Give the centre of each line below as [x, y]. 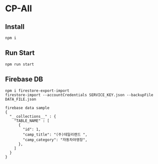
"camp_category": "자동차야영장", [55, 140]
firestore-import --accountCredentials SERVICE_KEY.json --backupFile [79, 95]
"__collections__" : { [33, 116]
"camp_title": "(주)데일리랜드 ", [55, 135]
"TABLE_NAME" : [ [32, 121]
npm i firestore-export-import [37, 91]
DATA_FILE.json [21, 99]
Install [15, 27]
